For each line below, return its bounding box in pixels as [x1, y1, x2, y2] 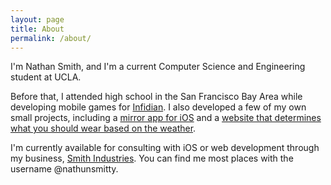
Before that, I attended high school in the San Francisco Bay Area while [10, 91, 303, 103]
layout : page [10, 14, 65, 25]
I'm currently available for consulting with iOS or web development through [10, 142, 320, 154]
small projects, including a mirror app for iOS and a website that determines [10, 112, 322, 124]
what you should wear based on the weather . [10, 122, 197, 135]
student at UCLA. [10, 71, 82, 83]
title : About [10, 24, 65, 34]
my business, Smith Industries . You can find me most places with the [10, 152, 294, 165]
